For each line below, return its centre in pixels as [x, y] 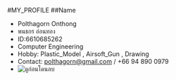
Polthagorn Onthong [47, 24]
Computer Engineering [50, 46]
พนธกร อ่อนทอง [36, 31]
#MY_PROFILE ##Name [42, 10]
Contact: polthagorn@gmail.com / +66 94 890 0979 [93, 61]
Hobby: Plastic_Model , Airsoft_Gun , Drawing [83, 54]
